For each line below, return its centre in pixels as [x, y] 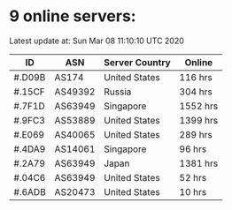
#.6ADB [30, 191]
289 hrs [196, 134]
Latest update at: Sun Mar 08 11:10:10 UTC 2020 [97, 41]
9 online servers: [73, 16]
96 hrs [193, 149]
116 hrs [196, 77]
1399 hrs [199, 120]
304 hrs [196, 92]
